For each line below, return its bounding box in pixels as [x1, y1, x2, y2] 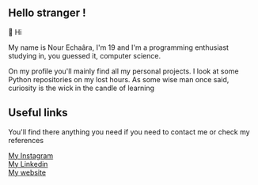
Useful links [8, 106, 69, 119]
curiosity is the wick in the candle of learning [8, 83, 155, 92]
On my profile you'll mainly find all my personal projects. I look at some [8, 66, 239, 76]
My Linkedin [8, 159, 48, 168]
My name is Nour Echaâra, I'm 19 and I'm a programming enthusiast [8, 43, 230, 52]
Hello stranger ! [8, 6, 86, 20]
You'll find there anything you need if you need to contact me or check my [8, 126, 251, 137]
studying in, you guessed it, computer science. [8, 51, 161, 60]
